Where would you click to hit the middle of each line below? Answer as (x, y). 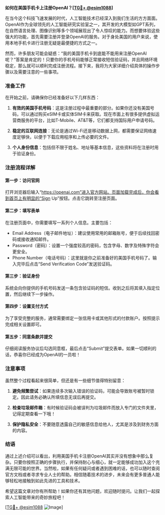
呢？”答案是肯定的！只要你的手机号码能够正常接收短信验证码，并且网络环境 (82, 59)
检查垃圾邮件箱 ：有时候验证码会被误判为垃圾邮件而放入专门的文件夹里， (85, 407)
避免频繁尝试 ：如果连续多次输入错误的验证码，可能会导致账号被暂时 (81, 391)
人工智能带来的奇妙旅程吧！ (37, 497)
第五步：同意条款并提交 (29, 336)
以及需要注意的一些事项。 (35, 72)
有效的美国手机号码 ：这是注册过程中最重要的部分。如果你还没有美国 (81, 108)
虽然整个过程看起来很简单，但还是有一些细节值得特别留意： (65, 380)
